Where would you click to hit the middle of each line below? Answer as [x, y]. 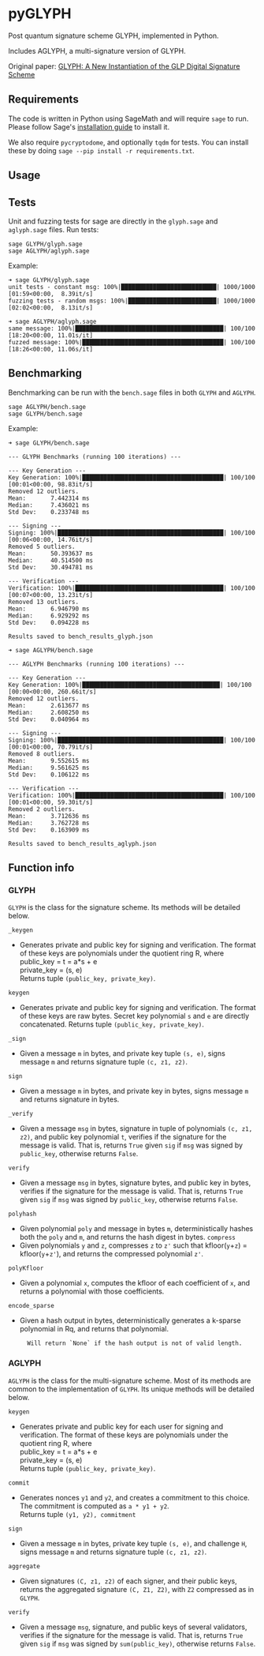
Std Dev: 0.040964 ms [49, 719]
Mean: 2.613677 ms [49, 705]
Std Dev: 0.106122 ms [49, 775]
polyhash [22, 1214]
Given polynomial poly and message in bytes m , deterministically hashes [136, 1229]
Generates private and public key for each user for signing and [121, 1426]
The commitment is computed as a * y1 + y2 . [94, 1506]
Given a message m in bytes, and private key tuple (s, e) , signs [123, 1053]
